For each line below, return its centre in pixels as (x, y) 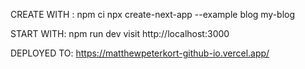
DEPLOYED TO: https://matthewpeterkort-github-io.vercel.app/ (140, 53)
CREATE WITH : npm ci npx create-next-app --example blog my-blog (153, 14)
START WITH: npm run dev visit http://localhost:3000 (120, 33)
